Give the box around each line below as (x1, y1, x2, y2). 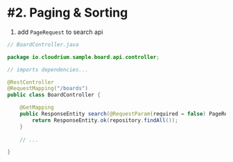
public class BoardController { (7, 91, 101, 98)
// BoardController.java (7, 41, 79, 48)
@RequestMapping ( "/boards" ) (7, 85, 89, 92)
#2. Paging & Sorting (7, 5, 128, 21)
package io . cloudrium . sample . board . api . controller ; (7, 53, 159, 60)
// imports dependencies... (7, 66, 89, 73)
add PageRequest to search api (17, 28, 103, 36)
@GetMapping (19, 104, 54, 111)
